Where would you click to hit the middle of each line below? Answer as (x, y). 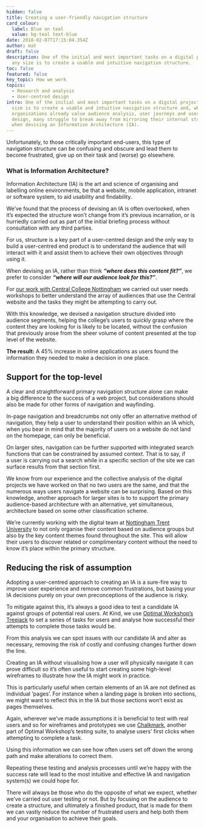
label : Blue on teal (38, 29)
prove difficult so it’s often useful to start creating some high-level (89, 669)
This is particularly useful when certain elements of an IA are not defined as (101, 688)
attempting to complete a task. (45, 738)
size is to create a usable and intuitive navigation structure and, (101, 108)
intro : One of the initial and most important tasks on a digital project (103, 102)
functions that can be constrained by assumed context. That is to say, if (96, 454)
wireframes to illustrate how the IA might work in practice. (79, 676)
